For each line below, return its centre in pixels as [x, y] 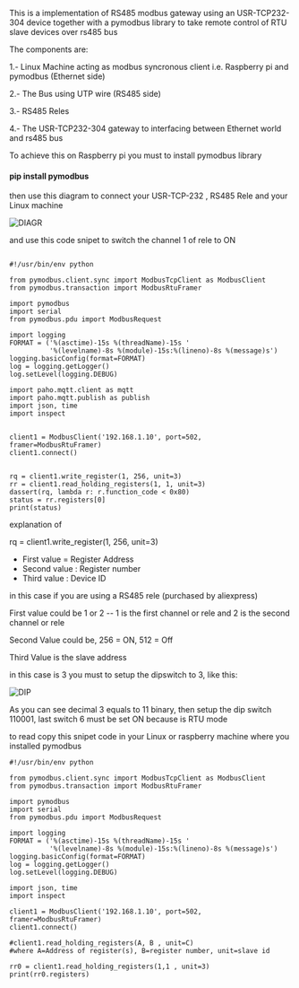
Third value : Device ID [64, 579]
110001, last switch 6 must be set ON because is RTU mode [119, 719]
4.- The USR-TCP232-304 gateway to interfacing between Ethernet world [145, 128]
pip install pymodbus [49, 176]
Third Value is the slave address [68, 658]
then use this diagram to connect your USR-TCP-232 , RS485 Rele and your [149, 196]
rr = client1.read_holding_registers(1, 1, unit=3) [107, 485]
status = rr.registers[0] [57, 500]
